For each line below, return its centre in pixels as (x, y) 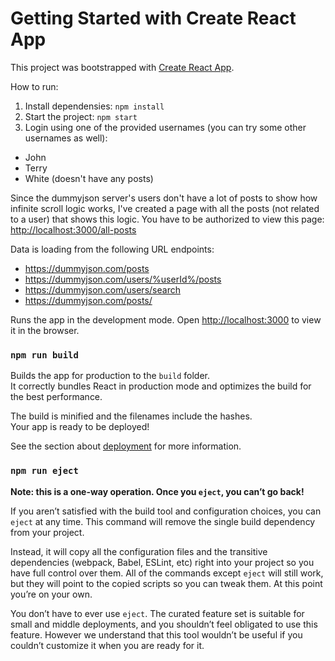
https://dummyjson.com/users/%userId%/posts (123, 279)
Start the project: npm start (81, 116)
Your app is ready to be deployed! (80, 427)
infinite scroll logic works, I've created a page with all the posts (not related (165, 208)
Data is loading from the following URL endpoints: (112, 249)
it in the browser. (45, 330)
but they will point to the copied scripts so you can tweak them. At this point (166, 583)
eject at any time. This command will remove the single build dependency (163, 521)
